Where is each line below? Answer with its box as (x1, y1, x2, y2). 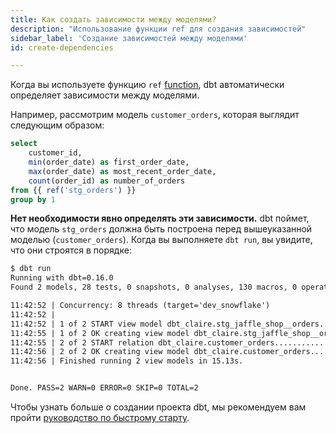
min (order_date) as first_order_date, (28, 157, 190, 167)
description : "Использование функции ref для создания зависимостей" (10, 24, 307, 34)
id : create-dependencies (10, 42, 114, 53)
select (10, 139, 38, 149)
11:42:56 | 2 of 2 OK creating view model (10, 347, 190, 357)
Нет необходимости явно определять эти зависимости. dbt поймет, (10, 212, 310, 225)
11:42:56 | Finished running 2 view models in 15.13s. (10, 356, 244, 366)
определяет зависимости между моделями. (10, 89, 200, 101)
